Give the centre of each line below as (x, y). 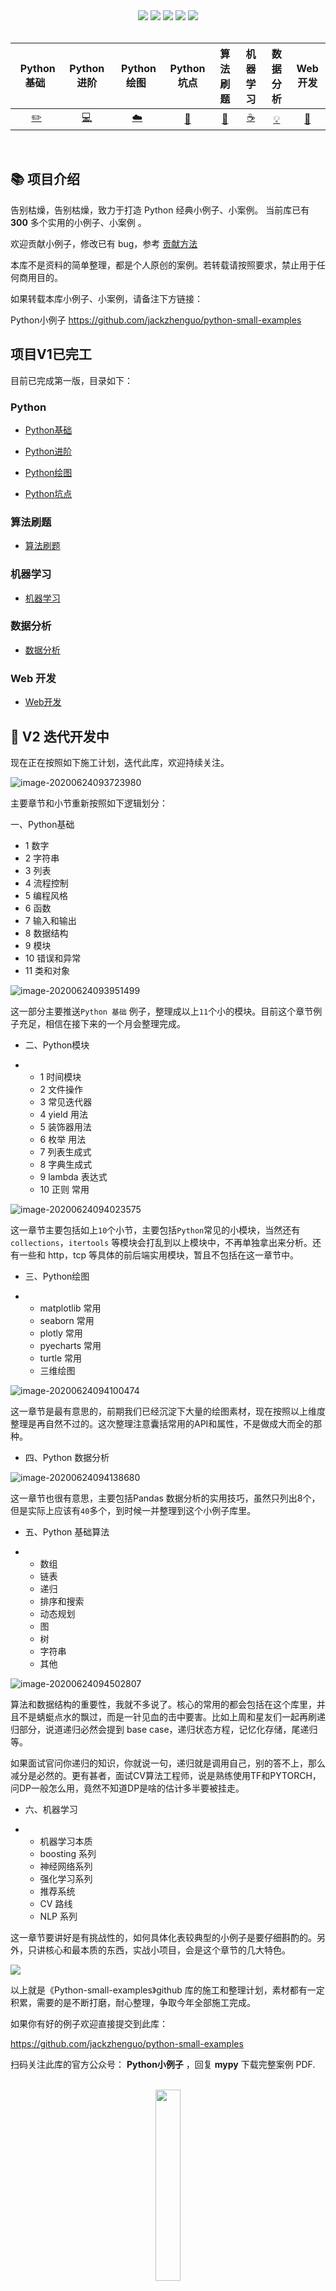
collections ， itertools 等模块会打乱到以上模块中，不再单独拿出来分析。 (161, 1242)
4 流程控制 (46, 883)
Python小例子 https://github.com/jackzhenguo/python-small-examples (156, 320)
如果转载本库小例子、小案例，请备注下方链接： (106, 298)
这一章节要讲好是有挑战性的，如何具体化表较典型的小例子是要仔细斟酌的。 (163, 1937)
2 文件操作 (61, 1089)
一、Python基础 (42, 824)
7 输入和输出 (50, 920)
